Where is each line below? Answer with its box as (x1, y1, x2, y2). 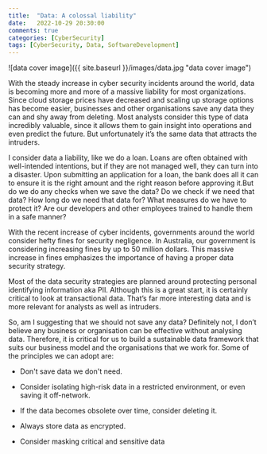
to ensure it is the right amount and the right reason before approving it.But (8, 178, 254, 188)
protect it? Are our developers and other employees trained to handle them (8, 204, 253, 213)
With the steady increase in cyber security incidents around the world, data (8, 79, 255, 88)
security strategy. (8, 262, 66, 271)
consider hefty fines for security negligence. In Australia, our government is (8, 236, 256, 246)
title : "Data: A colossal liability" (8, 11, 137, 20)
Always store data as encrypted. (19, 421, 126, 431)
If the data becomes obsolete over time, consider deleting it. (19, 406, 218, 416)
